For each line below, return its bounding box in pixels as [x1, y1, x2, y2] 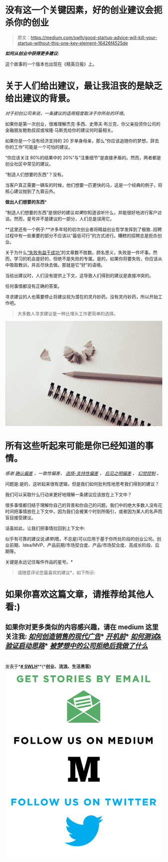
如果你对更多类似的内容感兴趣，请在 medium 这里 [5, 622, 159, 631]
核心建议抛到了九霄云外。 [5, 188, 58, 194]
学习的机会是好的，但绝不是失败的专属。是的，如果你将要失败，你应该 [13, 256, 158, 262]
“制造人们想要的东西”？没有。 [5, 171, 66, 177]
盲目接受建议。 [5, 515, 36, 521]
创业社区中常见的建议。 [5, 161, 53, 167]
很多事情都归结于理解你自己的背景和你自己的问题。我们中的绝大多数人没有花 [5, 502, 163, 508]
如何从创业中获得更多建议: [5, 50, 59, 56]
